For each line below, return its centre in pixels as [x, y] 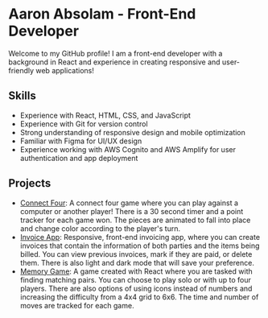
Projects [30, 183]
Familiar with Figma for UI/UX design [81, 141]
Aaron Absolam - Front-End [102, 14]
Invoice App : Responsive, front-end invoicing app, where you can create [140, 237]
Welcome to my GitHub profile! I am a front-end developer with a [115, 53]
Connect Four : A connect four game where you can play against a [129, 203]
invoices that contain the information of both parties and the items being [140, 246]
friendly [21, 70]
